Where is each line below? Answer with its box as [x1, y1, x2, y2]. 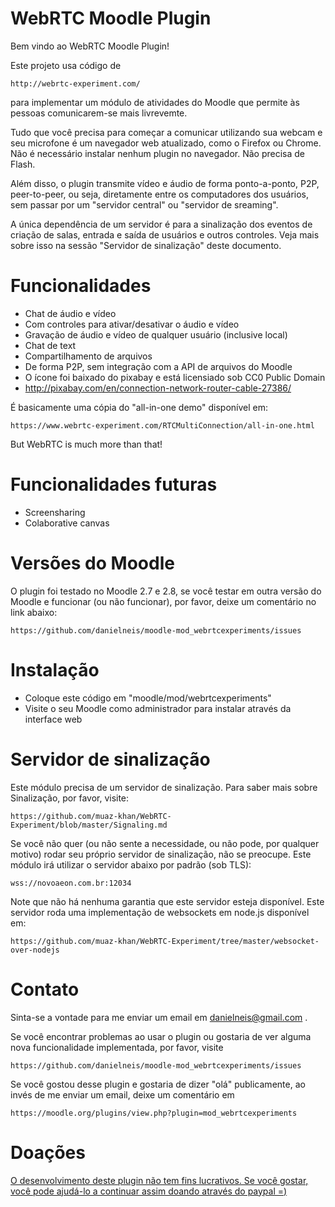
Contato [10, 978, 80, 1001]
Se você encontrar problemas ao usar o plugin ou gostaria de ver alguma [10, 1030, 312, 1042]
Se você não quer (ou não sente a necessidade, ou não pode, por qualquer [10, 837, 320, 849]
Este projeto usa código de [10, 59, 122, 71]
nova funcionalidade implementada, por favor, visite [10, 1041, 224, 1053]
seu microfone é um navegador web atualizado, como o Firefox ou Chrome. [10, 137, 322, 149]
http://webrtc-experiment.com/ [10, 78, 141, 89]
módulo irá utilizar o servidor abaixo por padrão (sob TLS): [10, 858, 252, 871]
